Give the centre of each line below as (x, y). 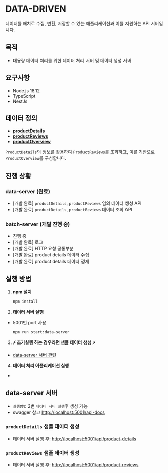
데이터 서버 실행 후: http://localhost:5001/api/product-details (74, 439)
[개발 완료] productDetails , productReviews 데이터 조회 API (72, 210)
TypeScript (24, 96)
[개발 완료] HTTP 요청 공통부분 (43, 249)
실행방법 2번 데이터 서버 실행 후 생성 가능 (50, 406)
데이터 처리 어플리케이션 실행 (41, 365)
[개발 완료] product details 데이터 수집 (51, 255)
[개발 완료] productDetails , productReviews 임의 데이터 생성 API (77, 203)
